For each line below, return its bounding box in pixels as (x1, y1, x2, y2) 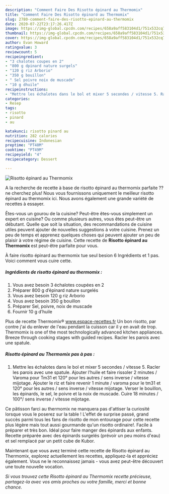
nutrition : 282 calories (5, 133, 57, 138)
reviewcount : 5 (5, 49, 37, 54)
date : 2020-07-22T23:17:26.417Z (5, 21, 73, 27)
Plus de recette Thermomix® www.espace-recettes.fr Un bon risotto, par (5, 318, 156, 324)
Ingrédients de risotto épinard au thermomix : (5, 269, 103, 275)
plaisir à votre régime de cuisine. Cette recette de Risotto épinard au (5, 237, 147, 243)
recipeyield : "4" (5, 152, 42, 157)
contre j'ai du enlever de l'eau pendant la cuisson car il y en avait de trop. (5, 323, 157, 330)
